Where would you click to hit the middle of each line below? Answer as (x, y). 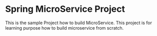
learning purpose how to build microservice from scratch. (64, 28)
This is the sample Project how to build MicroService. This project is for (79, 23)
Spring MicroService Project (65, 9)
